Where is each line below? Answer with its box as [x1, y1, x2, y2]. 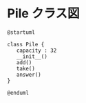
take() [16, 65, 36, 72]
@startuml [7, 28, 36, 36]
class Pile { [7, 41, 45, 48]
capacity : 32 [16, 47, 57, 54]
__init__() [16, 53, 48, 60]
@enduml [7, 89, 30, 96]
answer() [16, 71, 41, 78]
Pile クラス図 [7, 6, 80, 21]
